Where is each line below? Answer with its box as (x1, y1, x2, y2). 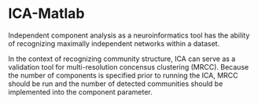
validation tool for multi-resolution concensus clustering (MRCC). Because (8, 62, 249, 71)
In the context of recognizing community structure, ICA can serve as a (8, 54, 236, 63)
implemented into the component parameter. (8, 87, 153, 96)
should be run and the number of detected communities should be (8, 79, 223, 88)
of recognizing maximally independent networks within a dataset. (8, 38, 220, 48)
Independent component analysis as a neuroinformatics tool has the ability (8, 30, 250, 40)
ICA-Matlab (8, 5, 85, 23)
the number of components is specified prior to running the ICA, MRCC (8, 70, 238, 80)
